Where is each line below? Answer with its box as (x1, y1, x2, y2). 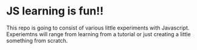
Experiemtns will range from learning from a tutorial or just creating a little (6, 30, 191, 37)
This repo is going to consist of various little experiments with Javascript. (6, 24, 190, 31)
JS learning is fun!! (6, 4, 104, 18)
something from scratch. (6, 37, 68, 44)
